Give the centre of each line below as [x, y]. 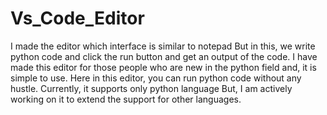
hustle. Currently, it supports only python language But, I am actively [151, 88]
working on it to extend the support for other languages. [126, 99]
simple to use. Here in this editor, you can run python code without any [156, 78]
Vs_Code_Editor [77, 18]
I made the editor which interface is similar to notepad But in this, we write [163, 46]
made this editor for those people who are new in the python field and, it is [163, 67]
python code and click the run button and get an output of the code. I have [164, 56]
